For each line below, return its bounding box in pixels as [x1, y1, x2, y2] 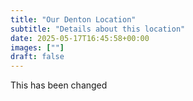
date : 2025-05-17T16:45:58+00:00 [10, 33, 150, 43]
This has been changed [10, 79, 108, 91]
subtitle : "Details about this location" [10, 24, 186, 34]
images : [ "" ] [10, 42, 65, 53]
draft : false [10, 52, 65, 62]
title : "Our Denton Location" [10, 14, 137, 25]
